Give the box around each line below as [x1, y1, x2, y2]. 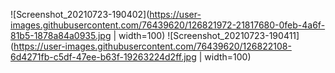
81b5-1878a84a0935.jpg [10, 30, 112, 41]
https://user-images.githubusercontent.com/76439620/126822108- [13, 40, 292, 52]
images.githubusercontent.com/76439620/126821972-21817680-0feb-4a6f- [10, 19, 326, 31]
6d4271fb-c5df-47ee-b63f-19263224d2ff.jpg [10, 51, 197, 63]
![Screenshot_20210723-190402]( [10, 9, 150, 20]
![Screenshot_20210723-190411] [167, 30, 300, 41]
